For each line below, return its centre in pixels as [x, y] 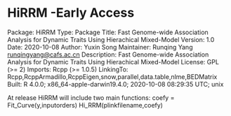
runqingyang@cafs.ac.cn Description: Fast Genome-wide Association [108, 55]
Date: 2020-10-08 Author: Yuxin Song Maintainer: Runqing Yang [100, 47]
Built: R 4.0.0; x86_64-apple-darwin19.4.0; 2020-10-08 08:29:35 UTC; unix [115, 84]
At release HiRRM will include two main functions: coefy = [91, 97]
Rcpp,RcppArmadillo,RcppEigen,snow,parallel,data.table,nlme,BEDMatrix [112, 77]
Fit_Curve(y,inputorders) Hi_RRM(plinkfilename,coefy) [85, 105]
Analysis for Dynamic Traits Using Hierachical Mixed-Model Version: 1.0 [111, 39]
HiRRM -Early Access [71, 13]
